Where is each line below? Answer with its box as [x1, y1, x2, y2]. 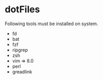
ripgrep [12, 47, 28, 53]
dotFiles [5, 4, 40, 15]
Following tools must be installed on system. [5, 21, 98, 27]
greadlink [12, 68, 32, 75]
